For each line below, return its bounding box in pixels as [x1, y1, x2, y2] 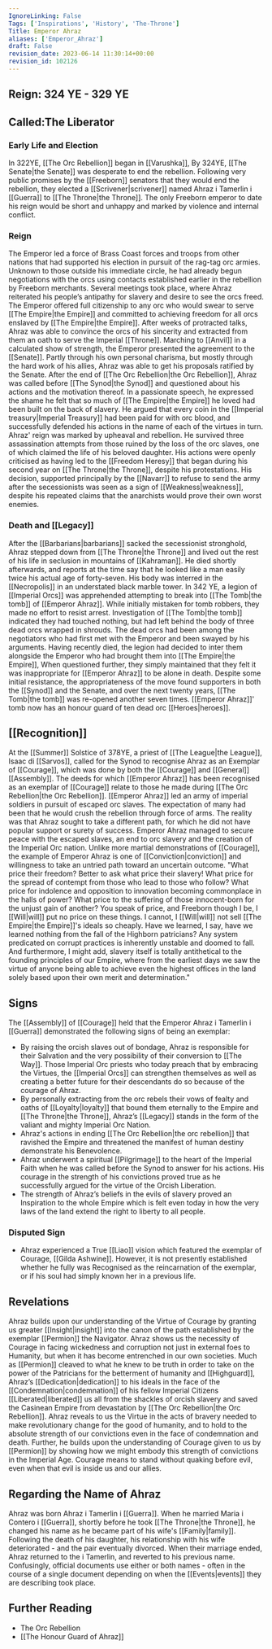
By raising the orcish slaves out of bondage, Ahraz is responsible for [19, 1043, 249, 1052]
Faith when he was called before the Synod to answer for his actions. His [19, 1163, 265, 1173]
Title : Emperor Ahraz [8, 27, 82, 35]
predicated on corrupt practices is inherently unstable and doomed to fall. [8, 938, 256, 948]
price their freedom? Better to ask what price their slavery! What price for [8, 868, 254, 879]
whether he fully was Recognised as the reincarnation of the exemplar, [19, 1262, 257, 1272]
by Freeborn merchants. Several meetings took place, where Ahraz [8, 283, 233, 293]
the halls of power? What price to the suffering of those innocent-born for [8, 894, 255, 904]
